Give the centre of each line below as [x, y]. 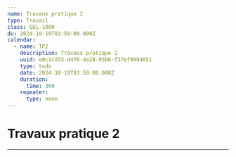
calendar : [22, 40]
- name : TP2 [31, 46]
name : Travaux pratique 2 [45, 14]
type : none [42, 99]
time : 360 [40, 86]
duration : [34, 79]
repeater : [34, 92]
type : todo [36, 66]
